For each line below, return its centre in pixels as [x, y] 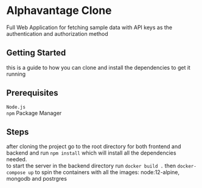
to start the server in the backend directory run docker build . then [91, 166]
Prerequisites [32, 93]
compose [16, 173]
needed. [17, 159]
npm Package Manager [34, 113]
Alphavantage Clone [59, 11]
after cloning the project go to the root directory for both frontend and [94, 147]
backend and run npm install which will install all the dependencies [91, 153]
